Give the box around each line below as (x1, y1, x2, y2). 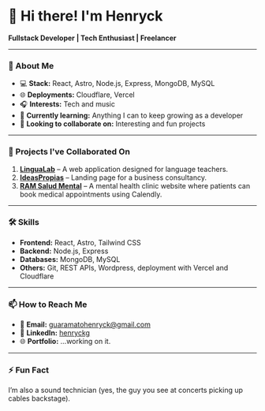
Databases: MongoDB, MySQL (19, 254, 121, 263)
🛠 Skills (8, 217, 39, 228)
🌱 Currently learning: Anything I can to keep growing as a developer (19, 110, 244, 121)
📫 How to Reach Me (8, 299, 88, 310)
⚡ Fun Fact (8, 364, 50, 376)
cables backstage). (8, 394, 71, 403)
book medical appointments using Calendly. (19, 189, 162, 199)
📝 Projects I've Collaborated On (8, 146, 130, 157)
